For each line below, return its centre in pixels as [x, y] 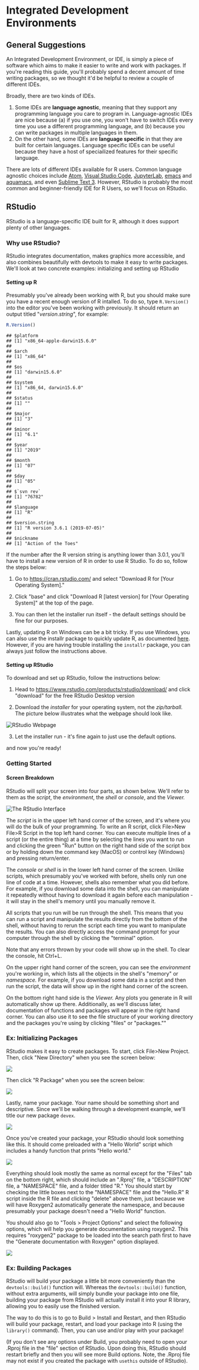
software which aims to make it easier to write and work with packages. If [96, 65]
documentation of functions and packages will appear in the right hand [93, 1010]
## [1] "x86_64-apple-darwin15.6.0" [51, 341]
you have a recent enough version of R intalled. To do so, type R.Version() [97, 302]
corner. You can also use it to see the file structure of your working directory [99, 1017]
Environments [42, 23]
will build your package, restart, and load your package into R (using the [94, 1324]
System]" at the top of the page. [54, 603]
